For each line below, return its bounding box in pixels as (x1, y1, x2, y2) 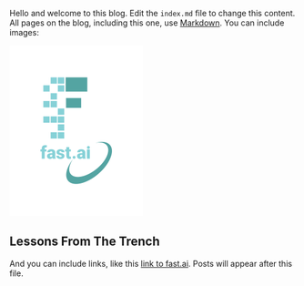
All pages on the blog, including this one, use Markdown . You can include (9, 17, 285, 28)
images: (9, 27, 39, 37)
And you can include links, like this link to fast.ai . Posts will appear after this (9, 258, 293, 269)
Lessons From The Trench (9, 234, 161, 250)
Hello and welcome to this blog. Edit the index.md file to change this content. (9, 8, 296, 18)
